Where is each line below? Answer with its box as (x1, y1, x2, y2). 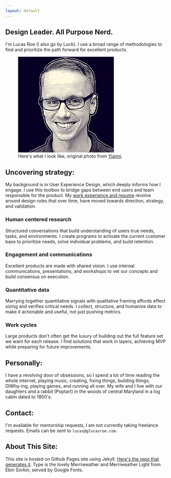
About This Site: (5, 442, 58, 451)
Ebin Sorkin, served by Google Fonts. (5, 467, 83, 473)
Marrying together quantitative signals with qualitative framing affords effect (5, 298, 166, 304)
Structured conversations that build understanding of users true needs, (5, 228, 155, 234)
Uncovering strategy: (5, 168, 75, 177)
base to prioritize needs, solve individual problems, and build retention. (5, 238, 155, 244)
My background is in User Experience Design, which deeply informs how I (5, 182, 161, 188)
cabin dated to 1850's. (5, 394, 52, 400)
